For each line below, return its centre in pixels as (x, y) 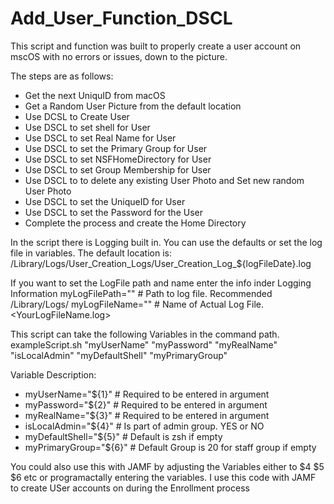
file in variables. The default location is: (91, 253)
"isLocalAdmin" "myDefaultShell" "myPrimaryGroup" (119, 355)
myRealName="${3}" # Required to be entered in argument (147, 415)
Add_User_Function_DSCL (121, 18)
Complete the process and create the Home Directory (135, 223)
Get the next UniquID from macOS (95, 95)
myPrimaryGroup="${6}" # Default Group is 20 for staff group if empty (170, 447)
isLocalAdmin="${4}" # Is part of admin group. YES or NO (144, 426)
